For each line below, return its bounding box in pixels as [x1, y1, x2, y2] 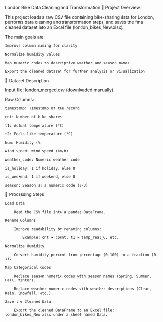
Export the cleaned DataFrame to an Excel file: [14, 308, 115, 313]
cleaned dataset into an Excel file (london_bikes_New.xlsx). [5, 24, 124, 30]
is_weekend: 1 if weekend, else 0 [5, 174, 76, 179]
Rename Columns [5, 218, 36, 223]
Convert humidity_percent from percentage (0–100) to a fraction [14, 252, 150, 257]
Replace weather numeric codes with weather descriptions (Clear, [14, 286, 152, 291]
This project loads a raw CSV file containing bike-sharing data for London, [5, 14, 155, 20]
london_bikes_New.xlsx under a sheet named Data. [5, 312, 108, 317]
